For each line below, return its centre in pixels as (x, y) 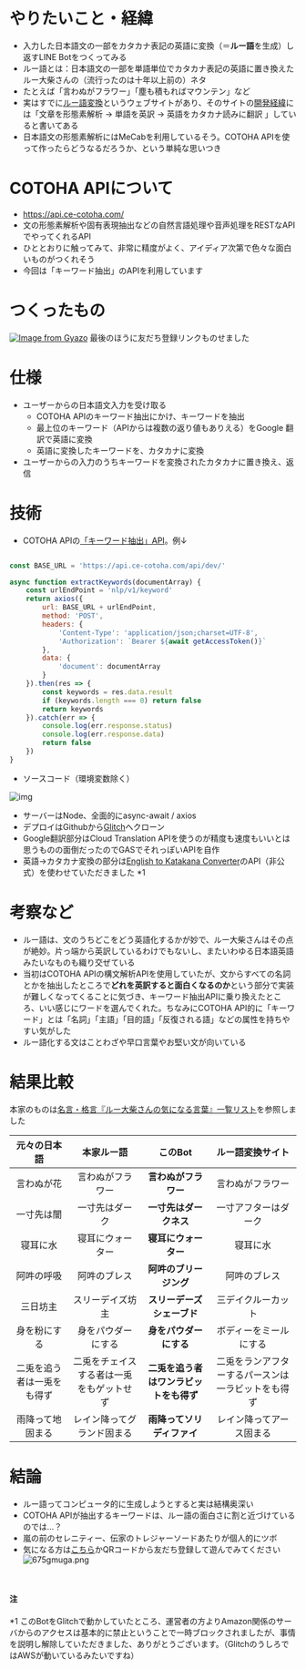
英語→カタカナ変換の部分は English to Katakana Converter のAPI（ (146, 861)
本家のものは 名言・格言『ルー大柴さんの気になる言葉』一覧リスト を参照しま (153, 1109)
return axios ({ (55, 599)
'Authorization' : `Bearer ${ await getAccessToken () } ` (162, 641)
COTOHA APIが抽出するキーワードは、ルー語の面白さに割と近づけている (159, 1515)
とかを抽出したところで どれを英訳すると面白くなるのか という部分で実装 (158, 985)
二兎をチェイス (105, 1361)
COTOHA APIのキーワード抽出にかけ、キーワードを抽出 (141, 416)
